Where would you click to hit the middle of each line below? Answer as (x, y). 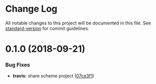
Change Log (31, 9)
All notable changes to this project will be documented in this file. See (78, 23)
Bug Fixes (18, 65)
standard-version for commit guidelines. (47, 28)
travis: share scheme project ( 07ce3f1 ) (53, 76)
